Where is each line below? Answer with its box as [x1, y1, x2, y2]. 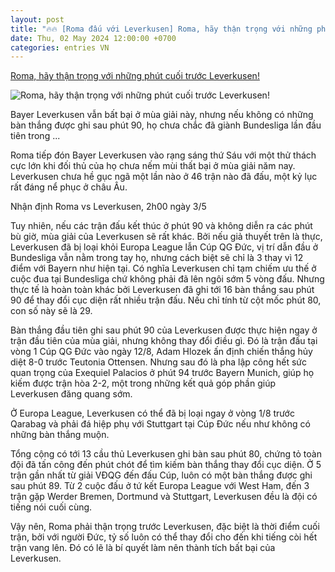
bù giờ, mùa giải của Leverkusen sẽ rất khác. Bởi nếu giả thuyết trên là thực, [10, 231, 323, 243]
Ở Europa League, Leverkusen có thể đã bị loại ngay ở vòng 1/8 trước [10, 407, 295, 420]
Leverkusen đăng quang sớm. [10, 388, 133, 400]
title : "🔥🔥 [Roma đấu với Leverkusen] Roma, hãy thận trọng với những [10, 24, 313, 34]
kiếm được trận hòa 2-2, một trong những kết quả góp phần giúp [10, 377, 276, 390]
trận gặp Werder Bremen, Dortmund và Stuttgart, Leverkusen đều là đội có [10, 491, 318, 503]
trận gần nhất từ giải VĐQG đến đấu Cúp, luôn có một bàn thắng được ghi [10, 469, 313, 481]
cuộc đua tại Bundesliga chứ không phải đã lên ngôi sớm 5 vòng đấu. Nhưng [10, 273, 325, 285]
